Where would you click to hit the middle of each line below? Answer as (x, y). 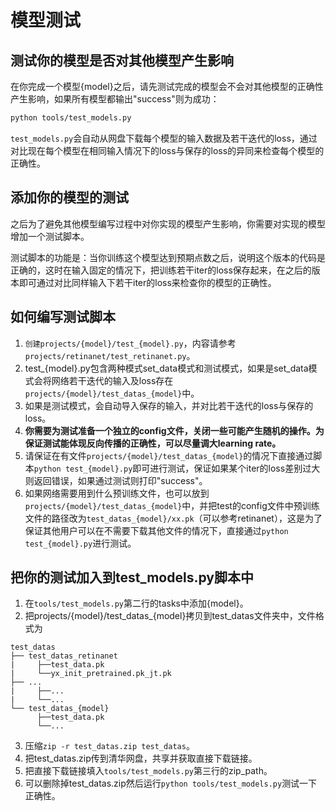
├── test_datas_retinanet (64, 656)
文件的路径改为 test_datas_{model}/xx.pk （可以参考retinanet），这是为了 (173, 518)
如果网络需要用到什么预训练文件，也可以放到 (117, 493)
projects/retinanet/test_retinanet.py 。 (110, 355)
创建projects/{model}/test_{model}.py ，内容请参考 (130, 343)
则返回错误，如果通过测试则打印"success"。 (116, 480)
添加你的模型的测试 (69, 197)
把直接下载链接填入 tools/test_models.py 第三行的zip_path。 (148, 771)
